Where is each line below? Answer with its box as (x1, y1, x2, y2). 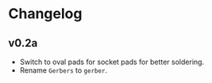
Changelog (8, 5, 83, 23)
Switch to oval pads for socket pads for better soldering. (19, 57, 205, 66)
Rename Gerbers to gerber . (19, 66, 108, 75)
